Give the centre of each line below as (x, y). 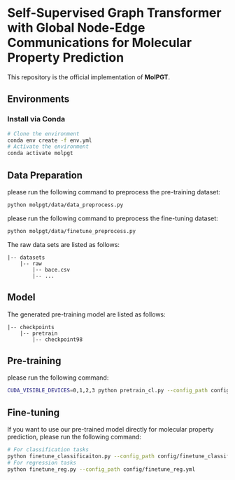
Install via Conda (36, 119)
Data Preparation (45, 175)
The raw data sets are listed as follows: (64, 244)
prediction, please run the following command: (74, 437)
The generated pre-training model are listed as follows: (86, 314)
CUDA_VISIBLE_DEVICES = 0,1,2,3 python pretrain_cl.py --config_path (108, 391)
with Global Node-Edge (76, 28)
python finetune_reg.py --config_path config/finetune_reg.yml (101, 469)
